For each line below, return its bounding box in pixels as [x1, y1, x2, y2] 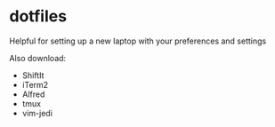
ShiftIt [21, 69, 44, 81]
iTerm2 [21, 79, 49, 90]
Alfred [21, 89, 45, 99]
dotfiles [9, 6, 68, 27]
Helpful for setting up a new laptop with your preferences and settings [9, 36, 267, 46]
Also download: [9, 52, 67, 63]
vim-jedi [21, 107, 53, 118]
